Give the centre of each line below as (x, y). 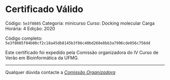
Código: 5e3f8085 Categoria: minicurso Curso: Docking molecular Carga (80, 23)
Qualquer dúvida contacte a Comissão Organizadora (60, 72)
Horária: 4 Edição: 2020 (30, 28)
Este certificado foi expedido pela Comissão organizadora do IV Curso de (82, 52)
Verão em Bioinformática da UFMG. (42, 58)
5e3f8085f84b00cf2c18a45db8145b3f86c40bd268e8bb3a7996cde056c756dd (78, 43)
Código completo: (24, 38)
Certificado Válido (44, 9)
